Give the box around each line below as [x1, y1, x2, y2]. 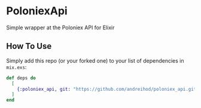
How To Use [6, 41, 52, 51]
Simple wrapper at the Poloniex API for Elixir [6, 24, 115, 31]
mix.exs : [6, 63, 27, 70]
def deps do [6, 75, 36, 81]
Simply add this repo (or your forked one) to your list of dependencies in [6, 57, 184, 64]
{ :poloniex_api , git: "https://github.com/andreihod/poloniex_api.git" [17, 86, 199, 92]
